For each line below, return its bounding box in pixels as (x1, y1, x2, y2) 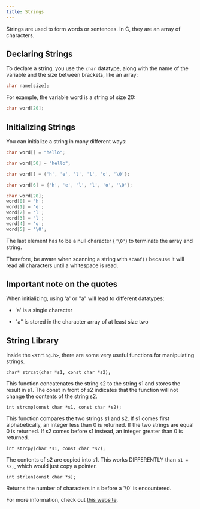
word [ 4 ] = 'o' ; (6, 220, 44, 227)
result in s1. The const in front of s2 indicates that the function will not (6, 387, 178, 394)
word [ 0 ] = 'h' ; (6, 199, 44, 205)
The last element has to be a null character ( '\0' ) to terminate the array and (6, 237, 193, 244)
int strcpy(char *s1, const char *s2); (6, 445, 106, 452)
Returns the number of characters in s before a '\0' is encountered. (6, 484, 172, 492)
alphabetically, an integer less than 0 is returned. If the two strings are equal (6, 421, 194, 429)
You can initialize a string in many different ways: (6, 138, 127, 145)
